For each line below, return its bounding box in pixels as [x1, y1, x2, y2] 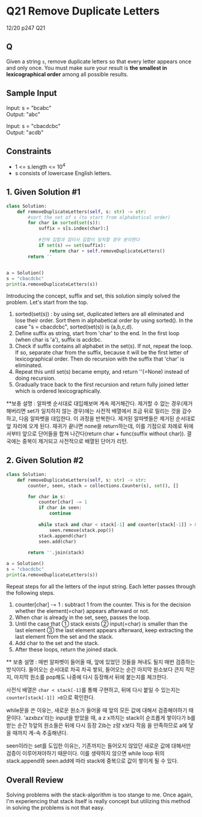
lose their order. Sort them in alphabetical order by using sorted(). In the [14, 317, 194, 324]
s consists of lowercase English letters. [14, 170, 112, 177]
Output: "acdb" [6, 129, 44, 136]
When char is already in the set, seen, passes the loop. [14, 614, 151, 621]
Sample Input [6, 88, 57, 98]
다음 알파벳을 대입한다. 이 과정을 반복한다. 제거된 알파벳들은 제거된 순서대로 [19, 415, 195, 422]
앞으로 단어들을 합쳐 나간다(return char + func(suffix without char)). [22, 430, 186, 437]
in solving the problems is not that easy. [6, 804, 105, 811]
